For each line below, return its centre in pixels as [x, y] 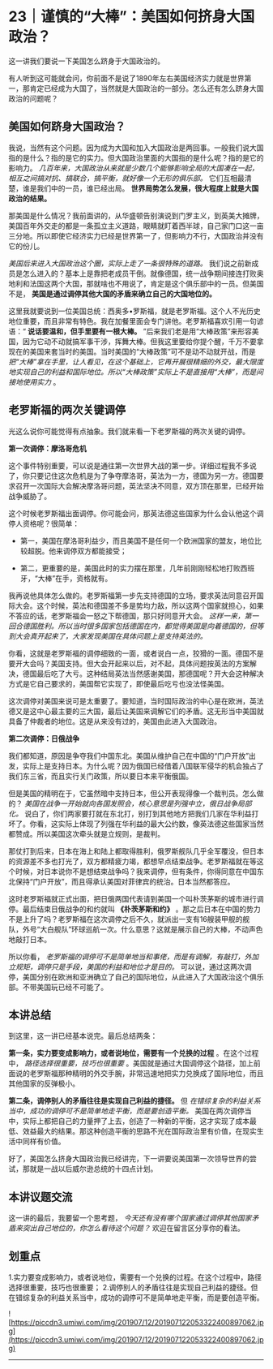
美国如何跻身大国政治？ [67, 127]
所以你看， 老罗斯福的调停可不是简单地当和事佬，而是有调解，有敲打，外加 [134, 956]
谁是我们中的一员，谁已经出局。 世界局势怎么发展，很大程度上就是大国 [141, 188]
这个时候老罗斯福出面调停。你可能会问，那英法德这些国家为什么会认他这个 [132, 513]
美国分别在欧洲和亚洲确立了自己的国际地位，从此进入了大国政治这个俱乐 [143, 977]
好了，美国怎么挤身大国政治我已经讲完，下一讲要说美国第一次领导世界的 [129, 1159]
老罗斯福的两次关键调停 [67, 410]
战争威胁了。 [30, 496]
